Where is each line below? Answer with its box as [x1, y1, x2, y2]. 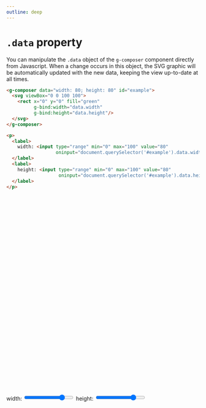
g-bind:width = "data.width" [33, 104, 103, 110]
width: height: [6, 395, 94, 402]
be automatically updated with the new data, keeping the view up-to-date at [6, 69, 198, 76]
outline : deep [6, 9, 43, 15]
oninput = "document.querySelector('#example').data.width [55, 150, 204, 156]
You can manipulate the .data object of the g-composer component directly [6, 56, 194, 63]
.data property [6, 35, 83, 49]
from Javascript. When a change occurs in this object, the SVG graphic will [6, 62, 196, 69]
